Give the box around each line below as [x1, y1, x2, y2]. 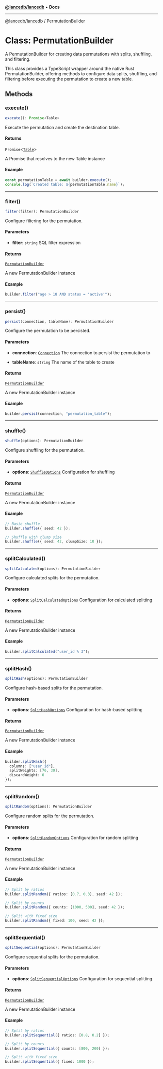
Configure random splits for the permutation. [5, 813, 95, 819]
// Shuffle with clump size [5, 535, 62, 540]
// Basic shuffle [5, 521, 40, 526]
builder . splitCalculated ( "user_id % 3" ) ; [5, 649, 90, 654]
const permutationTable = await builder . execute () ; [5, 177, 112, 182]
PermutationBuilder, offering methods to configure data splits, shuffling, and [5, 70, 157, 77]
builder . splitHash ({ [5, 759, 47, 764]
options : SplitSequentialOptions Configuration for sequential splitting [12, 976, 153, 982]
